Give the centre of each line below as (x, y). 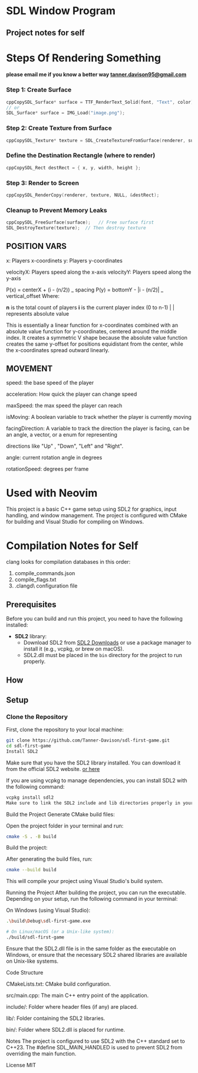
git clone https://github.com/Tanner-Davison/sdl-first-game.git (88, 741)
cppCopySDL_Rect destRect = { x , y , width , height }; (74, 168)
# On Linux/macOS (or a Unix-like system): (60, 932)
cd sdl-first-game (29, 746)
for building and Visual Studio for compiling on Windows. (75, 522)
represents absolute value (38, 313)
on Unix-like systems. (32, 961)
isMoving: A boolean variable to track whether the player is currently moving (99, 417)
